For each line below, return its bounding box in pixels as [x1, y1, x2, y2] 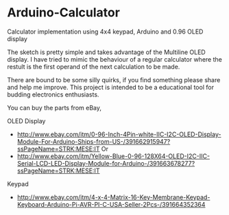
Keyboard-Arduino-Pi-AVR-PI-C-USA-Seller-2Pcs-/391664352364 [16, 200, 206, 208]
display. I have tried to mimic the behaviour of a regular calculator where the [7, 55, 223, 63]
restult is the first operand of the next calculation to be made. [7, 62, 180, 71]
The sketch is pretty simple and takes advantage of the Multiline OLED [7, 48, 206, 56]
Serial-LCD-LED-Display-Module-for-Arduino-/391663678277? [16, 159, 195, 167]
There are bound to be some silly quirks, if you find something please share [7, 75, 221, 84]
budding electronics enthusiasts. [7, 90, 99, 99]
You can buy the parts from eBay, [7, 103, 101, 112]
